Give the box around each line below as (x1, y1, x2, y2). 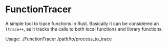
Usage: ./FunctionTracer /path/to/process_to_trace (5, 36, 112, 42)
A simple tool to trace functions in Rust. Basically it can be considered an (5, 20, 159, 27)
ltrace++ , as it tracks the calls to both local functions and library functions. (5, 26, 163, 32)
